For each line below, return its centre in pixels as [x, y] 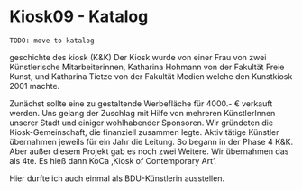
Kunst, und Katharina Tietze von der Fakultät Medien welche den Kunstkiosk [151, 76]
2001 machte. [35, 86]
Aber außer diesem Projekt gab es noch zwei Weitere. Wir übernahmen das [149, 151]
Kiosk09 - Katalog [79, 17]
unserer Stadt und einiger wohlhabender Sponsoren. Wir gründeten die [141, 123]
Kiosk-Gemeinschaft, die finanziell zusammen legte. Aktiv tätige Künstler [144, 132]
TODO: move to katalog [52, 41]
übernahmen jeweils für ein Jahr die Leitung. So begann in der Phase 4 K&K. [151, 141]
